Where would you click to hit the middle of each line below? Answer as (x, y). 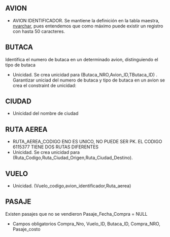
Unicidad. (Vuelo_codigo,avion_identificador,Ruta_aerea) (72, 186)
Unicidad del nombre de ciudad (45, 113)
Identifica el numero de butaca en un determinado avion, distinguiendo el (82, 59)
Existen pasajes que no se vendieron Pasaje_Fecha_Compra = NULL (77, 214)
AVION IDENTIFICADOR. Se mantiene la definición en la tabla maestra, (86, 20)
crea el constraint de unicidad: (44, 85)
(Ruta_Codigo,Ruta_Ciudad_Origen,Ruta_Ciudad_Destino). (73, 158)
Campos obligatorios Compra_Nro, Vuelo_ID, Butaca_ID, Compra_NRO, (87, 224)
